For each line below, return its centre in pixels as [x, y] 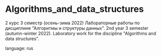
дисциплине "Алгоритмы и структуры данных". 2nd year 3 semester [77, 28]
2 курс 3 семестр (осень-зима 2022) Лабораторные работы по [73, 23]
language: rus [19, 48]
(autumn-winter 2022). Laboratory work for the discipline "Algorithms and [81, 33]
